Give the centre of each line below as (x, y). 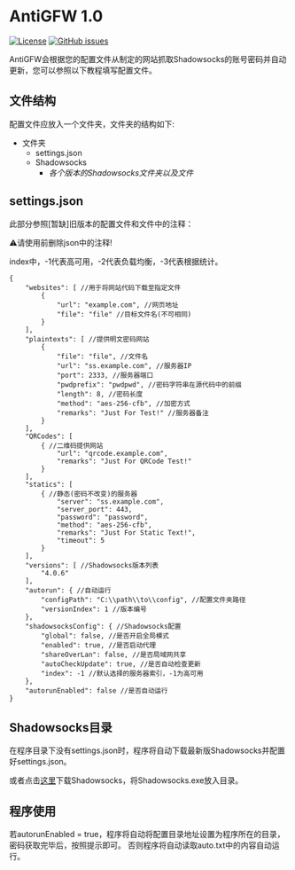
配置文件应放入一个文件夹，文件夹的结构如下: (92, 124)
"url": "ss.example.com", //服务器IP (124, 365)
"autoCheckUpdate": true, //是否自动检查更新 (121, 664)
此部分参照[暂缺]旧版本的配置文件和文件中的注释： (101, 223)
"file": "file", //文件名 (102, 357)
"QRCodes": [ (49, 436)
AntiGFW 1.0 (56, 16)
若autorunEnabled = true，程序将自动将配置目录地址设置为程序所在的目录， (147, 835)
